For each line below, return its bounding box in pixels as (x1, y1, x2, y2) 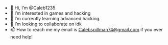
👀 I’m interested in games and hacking (10, 10, 91, 16)
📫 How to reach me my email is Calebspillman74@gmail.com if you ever (10, 27, 163, 32)
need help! (10, 34, 33, 40)
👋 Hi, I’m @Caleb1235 (10, 5, 56, 11)
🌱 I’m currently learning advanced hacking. (10, 16, 101, 21)
